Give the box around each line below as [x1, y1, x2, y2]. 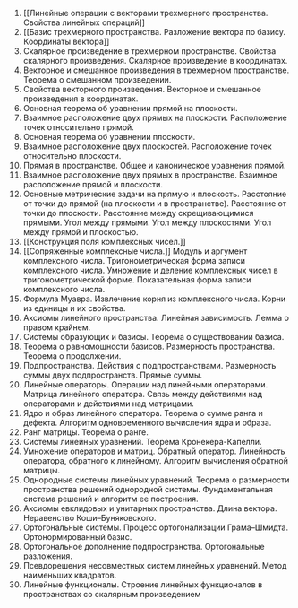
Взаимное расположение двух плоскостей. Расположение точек [22, 141, 272, 152]
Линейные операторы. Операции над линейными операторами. [22, 379, 268, 389]
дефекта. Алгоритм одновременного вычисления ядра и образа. [22, 417, 272, 428]
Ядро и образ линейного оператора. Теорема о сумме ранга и [22, 408, 263, 418]
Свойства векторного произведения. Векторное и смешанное [22, 84, 262, 94]
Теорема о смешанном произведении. [22, 74, 172, 84]
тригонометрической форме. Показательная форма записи [22, 274, 251, 285]
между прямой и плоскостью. [22, 227, 139, 237]
